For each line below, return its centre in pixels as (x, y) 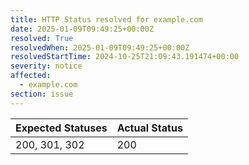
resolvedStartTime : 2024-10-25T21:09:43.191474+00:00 (125, 57)
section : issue (42, 94)
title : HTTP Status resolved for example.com (106, 19)
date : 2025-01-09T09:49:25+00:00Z (82, 29)
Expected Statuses (61, 128)
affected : (31, 76)
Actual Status (149, 128)
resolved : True (42, 38)
